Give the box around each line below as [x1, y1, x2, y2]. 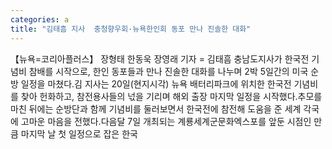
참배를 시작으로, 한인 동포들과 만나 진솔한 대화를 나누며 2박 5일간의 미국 [28, 65, 309, 77]
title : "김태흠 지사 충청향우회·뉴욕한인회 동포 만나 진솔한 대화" [10, 24, 252, 34]
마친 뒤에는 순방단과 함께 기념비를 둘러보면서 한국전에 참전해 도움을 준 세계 [10, 102, 302, 115]
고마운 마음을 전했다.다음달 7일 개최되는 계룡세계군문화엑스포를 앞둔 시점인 [20, 115, 312, 127]
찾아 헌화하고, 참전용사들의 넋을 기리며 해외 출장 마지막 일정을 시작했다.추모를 [20, 90, 323, 102]
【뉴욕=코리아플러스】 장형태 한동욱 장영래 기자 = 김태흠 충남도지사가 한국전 [10, 52, 310, 65]
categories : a [10, 14, 70, 25]
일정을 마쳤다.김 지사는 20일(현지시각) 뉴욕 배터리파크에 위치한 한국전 [20, 77, 292, 90]
